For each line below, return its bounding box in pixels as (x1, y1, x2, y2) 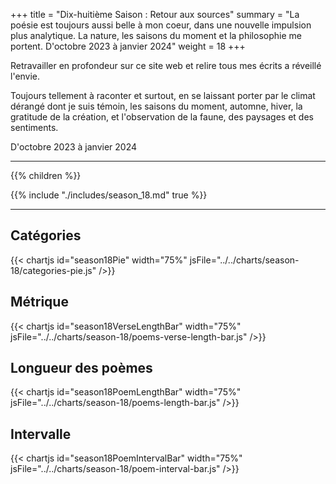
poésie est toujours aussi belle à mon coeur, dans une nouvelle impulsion (10, 19, 312, 31)
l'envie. (10, 70, 41, 82)
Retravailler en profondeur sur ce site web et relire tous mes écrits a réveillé (10, 60, 322, 71)
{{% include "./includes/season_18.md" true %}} (10, 189, 208, 201)
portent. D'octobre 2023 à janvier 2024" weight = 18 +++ (10, 40, 246, 52)
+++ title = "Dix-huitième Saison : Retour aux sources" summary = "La (10, 9, 300, 20)
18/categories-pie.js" (10, 264, 97, 276)
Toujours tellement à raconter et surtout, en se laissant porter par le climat (10, 90, 316, 101)
